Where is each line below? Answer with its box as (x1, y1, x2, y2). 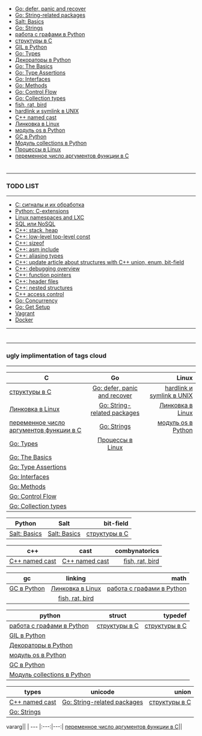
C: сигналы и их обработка (14, 201, 85, 208)
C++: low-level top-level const (14, 233, 91, 240)
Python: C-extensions (14, 208, 69, 215)
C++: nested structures (14, 284, 73, 291)
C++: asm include (14, 246, 60, 253)
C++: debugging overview (14, 265, 80, 273)
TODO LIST (6, 182, 39, 190)
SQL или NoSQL (14, 220, 56, 227)
